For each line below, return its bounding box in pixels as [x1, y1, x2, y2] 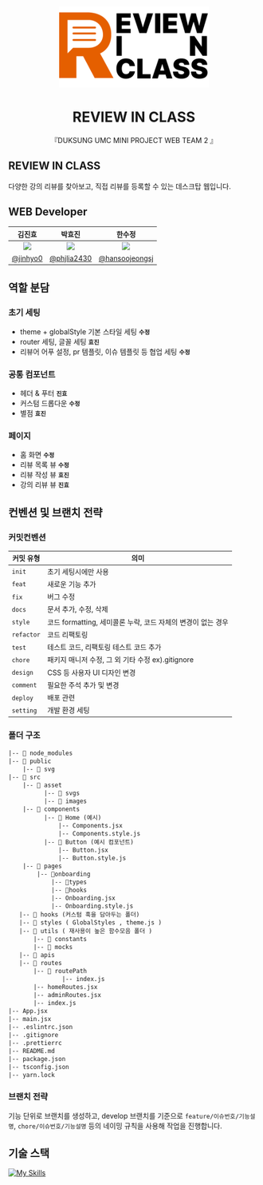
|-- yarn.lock [8, 1071, 56, 1079]
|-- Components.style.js [58, 830, 141, 838]
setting [11, 706, 37, 715]
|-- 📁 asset [22, 781, 62, 789]
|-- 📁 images [43, 797, 88, 805]
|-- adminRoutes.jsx [33, 991, 102, 999]
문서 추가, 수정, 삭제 [47, 604, 109, 614]
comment [11, 681, 37, 689]
